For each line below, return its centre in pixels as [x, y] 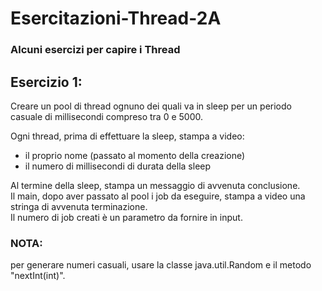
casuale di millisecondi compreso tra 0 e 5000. [107, 116]
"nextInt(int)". [38, 276]
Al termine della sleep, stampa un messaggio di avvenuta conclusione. [155, 185]
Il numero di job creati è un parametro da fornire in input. [126, 217]
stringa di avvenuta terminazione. [79, 206]
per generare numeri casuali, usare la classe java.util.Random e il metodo [161, 265]
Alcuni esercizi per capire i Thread [95, 50]
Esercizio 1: [46, 82]
